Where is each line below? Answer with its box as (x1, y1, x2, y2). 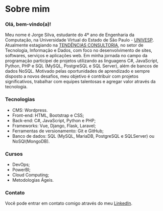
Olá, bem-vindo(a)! (5, 21, 51, 28)
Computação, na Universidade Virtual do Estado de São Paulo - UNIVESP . (5, 37, 154, 43)
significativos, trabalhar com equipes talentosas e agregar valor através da (5, 79, 156, 84)
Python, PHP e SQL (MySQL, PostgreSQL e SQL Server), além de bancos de (5, 63, 159, 69)
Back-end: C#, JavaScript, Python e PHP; (12, 117, 96, 123)
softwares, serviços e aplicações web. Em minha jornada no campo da (5, 53, 148, 59)
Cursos (5, 150, 23, 157)
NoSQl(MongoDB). (12, 138, 50, 144)
